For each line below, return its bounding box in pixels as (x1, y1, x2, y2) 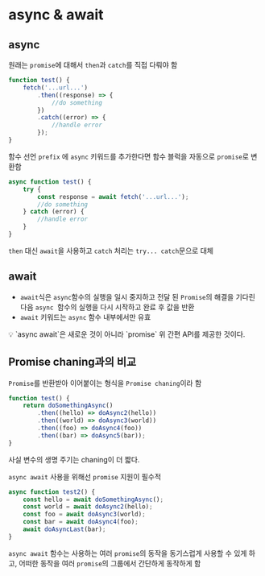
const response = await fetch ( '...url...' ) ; (37, 193, 189, 201)
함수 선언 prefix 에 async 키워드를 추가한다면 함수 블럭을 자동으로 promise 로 (8, 151, 250, 161)
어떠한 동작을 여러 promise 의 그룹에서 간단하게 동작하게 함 (19, 558, 201, 568)
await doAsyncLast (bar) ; (23, 525, 106, 533)
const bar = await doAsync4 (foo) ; (23, 518, 139, 526)
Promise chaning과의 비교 (8, 355, 137, 369)
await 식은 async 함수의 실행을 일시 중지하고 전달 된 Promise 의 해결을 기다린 (19, 292, 256, 301)
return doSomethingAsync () (23, 401, 114, 410)
